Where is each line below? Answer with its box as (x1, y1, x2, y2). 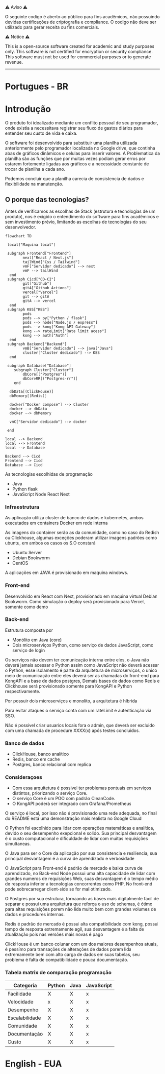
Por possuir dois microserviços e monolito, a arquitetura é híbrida (5, 698, 137, 704)
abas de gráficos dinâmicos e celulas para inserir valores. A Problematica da (5, 151, 160, 156)
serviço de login (12, 647, 45, 653)
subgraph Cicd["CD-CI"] (7, 276, 56, 282)
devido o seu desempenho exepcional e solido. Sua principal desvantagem (5, 830, 157, 836)
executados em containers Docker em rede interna (5, 520, 108, 526)
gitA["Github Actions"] (23, 285, 71, 290)
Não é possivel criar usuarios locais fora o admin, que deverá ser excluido (5, 722, 155, 728)
